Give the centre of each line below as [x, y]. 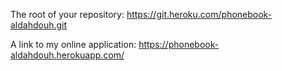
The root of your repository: [67, 14]
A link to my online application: [73, 44]
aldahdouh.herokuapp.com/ [67, 55]
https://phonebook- [179, 44]
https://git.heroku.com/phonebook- [199, 14]
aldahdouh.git [39, 25]
